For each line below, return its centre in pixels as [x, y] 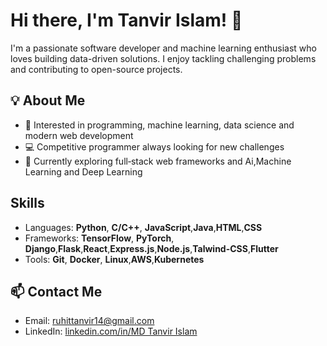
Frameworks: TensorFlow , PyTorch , [99, 238]
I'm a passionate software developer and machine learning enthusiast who [163, 48]
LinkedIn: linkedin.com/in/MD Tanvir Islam [111, 331]
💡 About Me [48, 100]
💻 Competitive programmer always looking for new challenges [154, 146]
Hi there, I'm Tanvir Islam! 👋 [126, 20]
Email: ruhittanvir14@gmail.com [89, 321]
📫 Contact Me [56, 291]
